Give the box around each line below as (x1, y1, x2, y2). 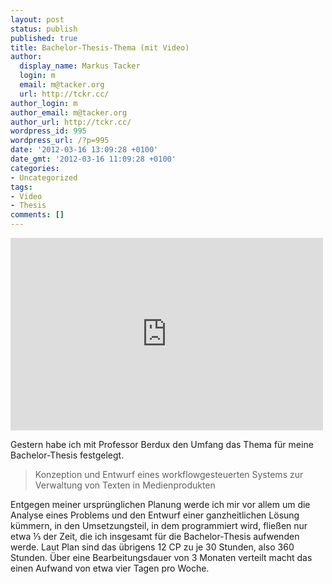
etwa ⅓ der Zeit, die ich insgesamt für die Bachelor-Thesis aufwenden (10, 531, 300, 542)
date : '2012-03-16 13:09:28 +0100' (10, 145, 159, 155)
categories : (10, 163, 60, 173)
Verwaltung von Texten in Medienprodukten (34, 479, 216, 491)
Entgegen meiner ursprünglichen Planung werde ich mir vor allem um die (10, 499, 311, 510)
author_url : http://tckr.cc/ (10, 117, 132, 127)
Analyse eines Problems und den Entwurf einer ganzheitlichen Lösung (10, 509, 300, 521)
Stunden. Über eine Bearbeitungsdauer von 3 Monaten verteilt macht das (10, 552, 313, 563)
